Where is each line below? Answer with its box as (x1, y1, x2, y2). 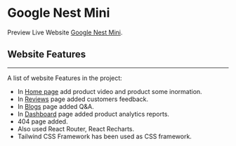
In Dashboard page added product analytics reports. (17, 109, 170, 118)
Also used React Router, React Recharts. (17, 124, 135, 133)
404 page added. (17, 117, 68, 126)
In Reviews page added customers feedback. (17, 95, 149, 103)
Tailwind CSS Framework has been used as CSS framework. (17, 132, 192, 140)
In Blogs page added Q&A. (17, 102, 94, 110)
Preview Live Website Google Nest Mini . (7, 28, 123, 36)
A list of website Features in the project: (7, 74, 123, 82)
